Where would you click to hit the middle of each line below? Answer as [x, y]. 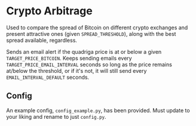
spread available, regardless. [42, 40]
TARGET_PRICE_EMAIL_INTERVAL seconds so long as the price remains [89, 64]
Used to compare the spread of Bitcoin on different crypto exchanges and [97, 27]
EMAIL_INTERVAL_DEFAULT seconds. [48, 77]
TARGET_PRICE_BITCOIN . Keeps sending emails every [69, 58]
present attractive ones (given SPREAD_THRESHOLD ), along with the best [91, 33]
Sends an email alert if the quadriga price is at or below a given [84, 51]
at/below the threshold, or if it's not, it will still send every [76, 70]
